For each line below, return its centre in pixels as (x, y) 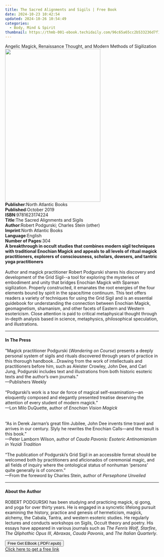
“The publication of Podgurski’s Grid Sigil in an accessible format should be (81, 455)
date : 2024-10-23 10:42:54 (32, 14)
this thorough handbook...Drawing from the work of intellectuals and (74, 361)
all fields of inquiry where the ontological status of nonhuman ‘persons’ (77, 465)
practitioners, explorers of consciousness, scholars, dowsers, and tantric (81, 256)
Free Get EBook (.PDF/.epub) (34, 544)
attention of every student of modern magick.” (51, 403)
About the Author (23, 491)
